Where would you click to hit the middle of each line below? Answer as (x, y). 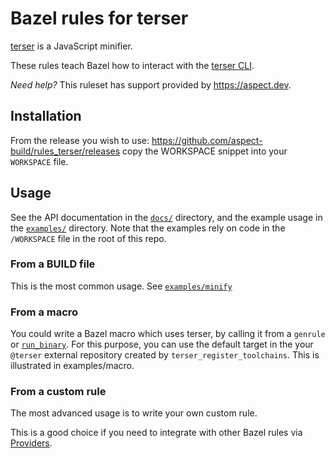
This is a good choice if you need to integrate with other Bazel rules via (156, 433)
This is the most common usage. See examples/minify (121, 286)
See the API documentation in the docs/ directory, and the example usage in (166, 217)
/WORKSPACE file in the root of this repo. (88, 238)
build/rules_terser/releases (65, 151)
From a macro (44, 312)
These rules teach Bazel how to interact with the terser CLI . (132, 65)
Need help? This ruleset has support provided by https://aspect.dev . (151, 84)
